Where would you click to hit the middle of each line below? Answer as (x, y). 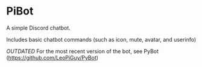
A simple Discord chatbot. (38, 28)
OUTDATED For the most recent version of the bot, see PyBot (82, 51)
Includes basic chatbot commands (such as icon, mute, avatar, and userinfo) (101, 39)
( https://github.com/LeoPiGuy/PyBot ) (52, 57)
